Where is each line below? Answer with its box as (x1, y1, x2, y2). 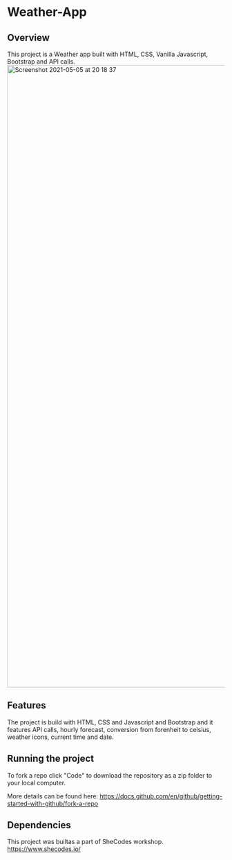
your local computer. (7, 778, 66, 787)
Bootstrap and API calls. (7, 57, 76, 66)
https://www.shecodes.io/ (7, 845, 81, 853)
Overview (7, 32, 50, 44)
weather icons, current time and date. (7, 733, 114, 741)
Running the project (7, 753, 95, 765)
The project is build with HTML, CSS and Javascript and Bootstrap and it (7, 717, 213, 726)
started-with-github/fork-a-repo (7, 799, 99, 807)
